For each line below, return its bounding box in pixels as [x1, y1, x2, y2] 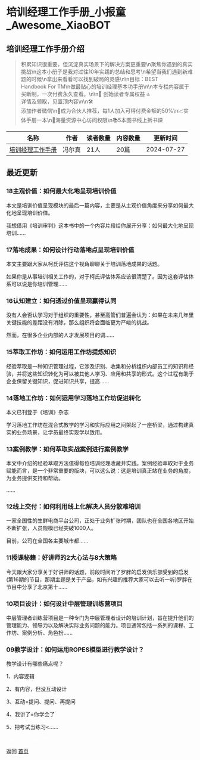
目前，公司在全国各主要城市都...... [6, 537, 89, 544]
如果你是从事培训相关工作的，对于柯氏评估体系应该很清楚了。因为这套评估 [6, 272, 189, 280]
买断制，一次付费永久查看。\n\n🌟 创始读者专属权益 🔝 [20, 91, 151, 97]
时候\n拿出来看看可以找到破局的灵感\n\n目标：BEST [31, 76, 159, 82]
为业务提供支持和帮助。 [6, 474, 64, 482]
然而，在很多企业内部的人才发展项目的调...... [6, 331, 115, 339]
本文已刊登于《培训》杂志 [6, 408, 69, 415]
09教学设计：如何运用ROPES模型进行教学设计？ [6, 645, 145, 653]
